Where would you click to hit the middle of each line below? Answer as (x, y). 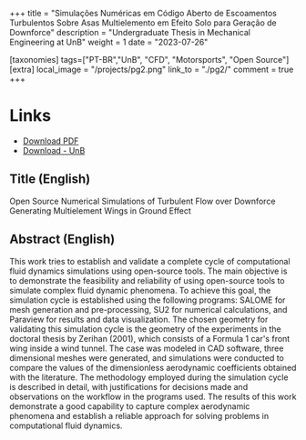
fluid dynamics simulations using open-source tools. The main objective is (148, 271)
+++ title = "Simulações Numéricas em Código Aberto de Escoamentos (143, 13)
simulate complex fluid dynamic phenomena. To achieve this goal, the (140, 290)
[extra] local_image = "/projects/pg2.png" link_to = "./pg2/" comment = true (152, 69)
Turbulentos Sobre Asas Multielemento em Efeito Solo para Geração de (143, 23)
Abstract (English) (62, 240)
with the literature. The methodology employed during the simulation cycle (149, 377)
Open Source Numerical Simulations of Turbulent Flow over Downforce (143, 201)
